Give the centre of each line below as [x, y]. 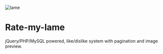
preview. [14, 46]
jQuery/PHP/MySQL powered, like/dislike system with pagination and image [81, 41]
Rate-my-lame [35, 27]
